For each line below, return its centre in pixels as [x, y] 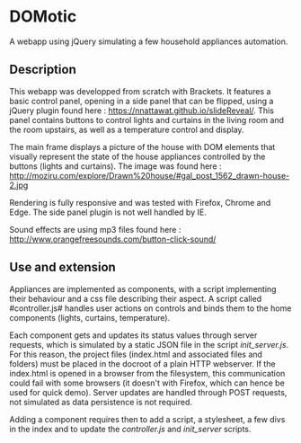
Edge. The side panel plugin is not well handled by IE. [108, 212]
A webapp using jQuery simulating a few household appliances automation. [149, 41]
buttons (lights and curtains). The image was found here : [115, 166]
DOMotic [43, 17]
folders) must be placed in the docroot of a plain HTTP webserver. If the [142, 363]
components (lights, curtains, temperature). [90, 317]
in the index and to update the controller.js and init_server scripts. [130, 429]
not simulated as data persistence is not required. [101, 402]
